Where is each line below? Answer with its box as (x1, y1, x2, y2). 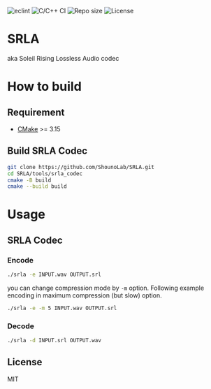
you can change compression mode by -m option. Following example (7, 284, 205, 292)
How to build (7, 79, 82, 94)
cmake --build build (7, 183, 68, 190)
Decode (7, 321, 35, 331)
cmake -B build (7, 177, 52, 184)
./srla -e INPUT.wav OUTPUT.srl (7, 271, 101, 279)
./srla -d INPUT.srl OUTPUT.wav (7, 337, 101, 344)
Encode (7, 255, 34, 265)
